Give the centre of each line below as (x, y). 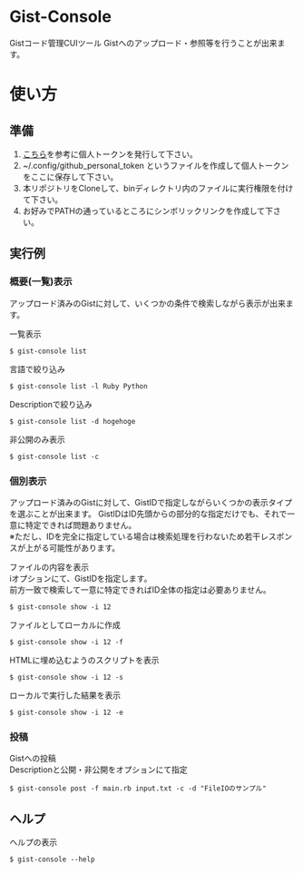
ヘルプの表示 (33, 842)
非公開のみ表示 (37, 439)
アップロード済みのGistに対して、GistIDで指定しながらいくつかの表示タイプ (151, 502)
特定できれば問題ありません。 (81, 525)
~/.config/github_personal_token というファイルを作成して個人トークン (156, 165)
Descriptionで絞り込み (51, 404)
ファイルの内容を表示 (49, 567)
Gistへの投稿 (33, 759)
